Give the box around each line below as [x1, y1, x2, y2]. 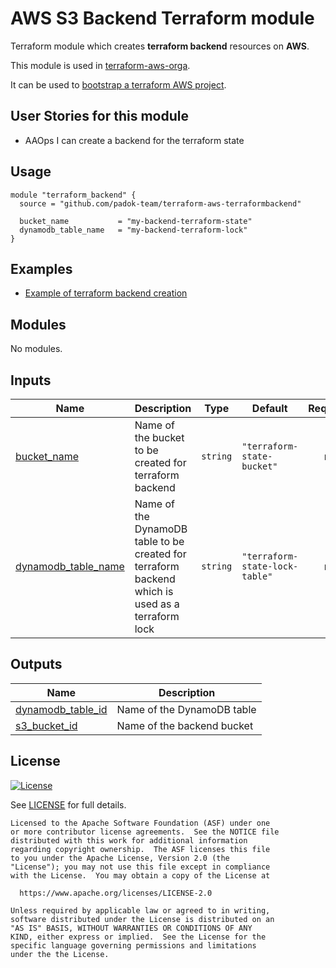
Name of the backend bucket [116, 718, 254, 732]
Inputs [10, 372, 52, 389]
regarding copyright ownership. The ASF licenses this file [10, 844, 271, 854]
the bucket [134, 431, 185, 444]
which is [134, 585, 174, 598]
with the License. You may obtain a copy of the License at [10, 870, 271, 881]
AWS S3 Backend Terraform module [10, 7, 315, 30]
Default [251, 402, 288, 415]
